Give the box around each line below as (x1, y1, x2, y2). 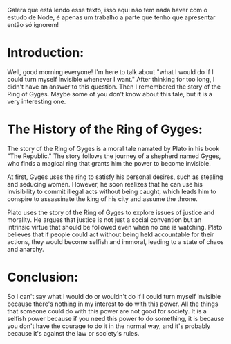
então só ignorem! (7, 21, 59, 28)
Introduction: (7, 45, 84, 61)
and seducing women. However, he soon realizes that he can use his (7, 180, 203, 188)
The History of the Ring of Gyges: (7, 121, 203, 137)
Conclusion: (7, 270, 79, 285)
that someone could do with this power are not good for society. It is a (7, 307, 207, 315)
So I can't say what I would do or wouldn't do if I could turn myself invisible (7, 292, 221, 300)
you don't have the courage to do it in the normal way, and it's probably (7, 322, 211, 330)
